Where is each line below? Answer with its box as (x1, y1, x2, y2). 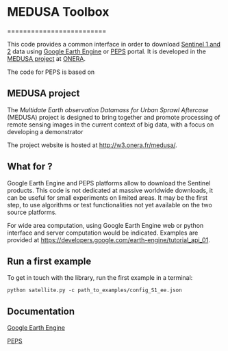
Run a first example (7, 255, 92, 267)
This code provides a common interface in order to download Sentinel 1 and (7, 40, 221, 48)
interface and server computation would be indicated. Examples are (7, 229, 199, 237)
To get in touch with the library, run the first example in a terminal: (7, 274, 193, 282)
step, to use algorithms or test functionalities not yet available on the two (7, 200, 212, 209)
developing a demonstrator (7, 127, 84, 135)
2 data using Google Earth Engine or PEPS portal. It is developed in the (7, 47, 207, 55)
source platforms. (7, 208, 57, 216)
